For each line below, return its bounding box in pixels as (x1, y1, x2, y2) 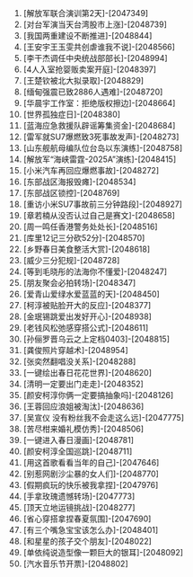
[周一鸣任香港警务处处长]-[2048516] (22, 221, 158, 232)
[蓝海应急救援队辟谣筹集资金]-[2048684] (22, 120, 176, 130)
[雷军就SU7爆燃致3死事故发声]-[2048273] (22, 131, 180, 142)
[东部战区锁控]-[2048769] (22, 188, 120, 198)
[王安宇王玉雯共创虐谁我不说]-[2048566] (22, 41, 176, 52)
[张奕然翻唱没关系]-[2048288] (22, 356, 136, 367)
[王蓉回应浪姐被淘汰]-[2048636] (22, 401, 145, 412)
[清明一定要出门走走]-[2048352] (22, 378, 145, 389)
